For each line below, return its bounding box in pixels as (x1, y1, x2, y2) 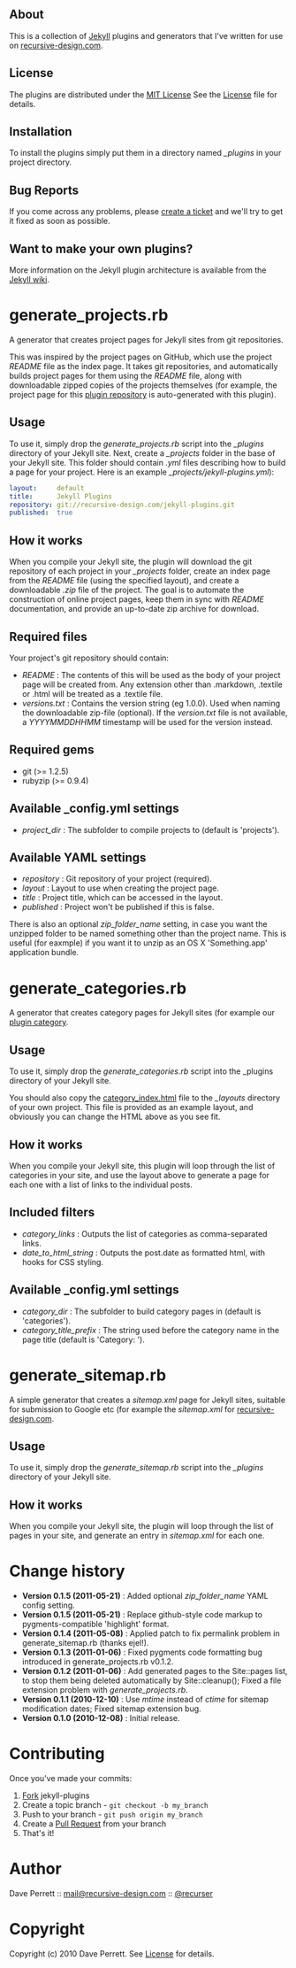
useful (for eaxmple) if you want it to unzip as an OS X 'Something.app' (9, 938, 268, 948)
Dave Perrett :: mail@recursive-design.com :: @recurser (9, 1887, 214, 1898)
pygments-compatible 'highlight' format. (21, 1619, 170, 1630)
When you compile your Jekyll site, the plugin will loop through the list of (9, 1521, 274, 1532)
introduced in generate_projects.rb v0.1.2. (21, 1656, 174, 1667)
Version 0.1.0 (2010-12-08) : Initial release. (21, 1713, 180, 1724)
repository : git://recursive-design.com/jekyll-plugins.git (9, 500, 236, 509)
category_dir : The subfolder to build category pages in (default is (21, 1306, 262, 1316)
